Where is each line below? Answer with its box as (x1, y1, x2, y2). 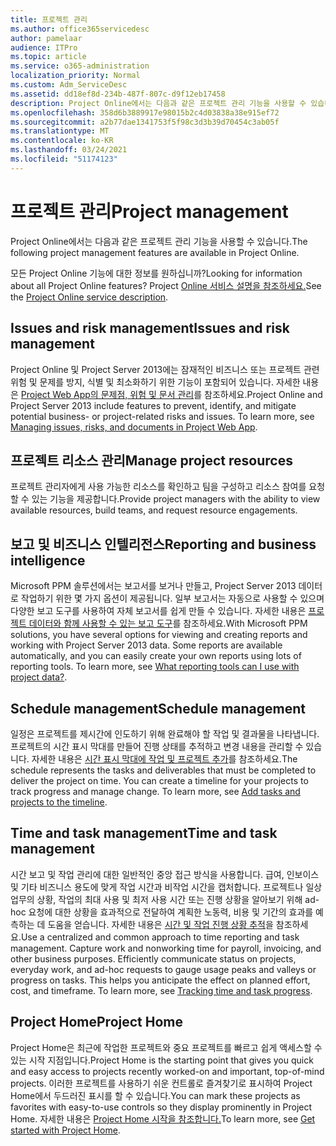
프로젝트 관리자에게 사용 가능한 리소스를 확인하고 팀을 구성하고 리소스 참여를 (10, 481, 307, 493)
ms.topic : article (10, 52, 87, 62)
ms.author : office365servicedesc (10, 24, 150, 34)
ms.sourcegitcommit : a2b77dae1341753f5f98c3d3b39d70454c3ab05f (10, 117, 280, 127)
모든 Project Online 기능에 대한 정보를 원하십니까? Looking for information (10, 267, 303, 279)
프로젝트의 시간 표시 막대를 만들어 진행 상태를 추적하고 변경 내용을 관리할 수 (10, 740, 304, 752)
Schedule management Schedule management (10, 700, 307, 717)
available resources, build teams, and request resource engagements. (10, 504, 298, 516)
